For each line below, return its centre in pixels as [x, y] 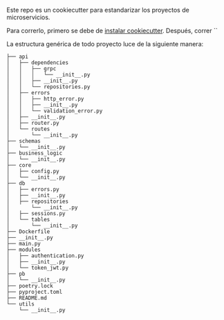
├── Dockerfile [28, 232]
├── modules [24, 250]
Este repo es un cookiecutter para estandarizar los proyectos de [98, 10]
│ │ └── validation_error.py [55, 111]
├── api [18, 57]
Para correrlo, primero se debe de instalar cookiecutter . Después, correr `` [112, 31]
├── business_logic [35, 153]
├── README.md [27, 298]
